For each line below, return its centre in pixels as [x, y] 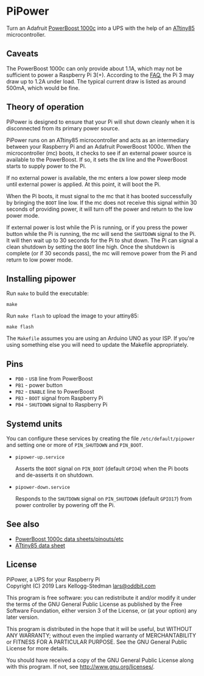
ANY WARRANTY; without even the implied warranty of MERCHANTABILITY [101, 635]
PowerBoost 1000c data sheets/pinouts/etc [69, 539]
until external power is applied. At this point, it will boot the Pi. [84, 184]
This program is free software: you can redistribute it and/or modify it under [101, 597]
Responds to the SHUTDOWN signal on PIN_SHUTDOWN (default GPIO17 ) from [104, 499]
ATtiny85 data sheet [40, 545]
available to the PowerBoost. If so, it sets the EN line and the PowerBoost [97, 159]
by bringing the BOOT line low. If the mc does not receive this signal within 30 [102, 202]
